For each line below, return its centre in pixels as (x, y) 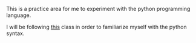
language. (19, 15)
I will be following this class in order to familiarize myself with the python (96, 27)
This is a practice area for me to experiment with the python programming (98, 9)
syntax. (15, 33)
